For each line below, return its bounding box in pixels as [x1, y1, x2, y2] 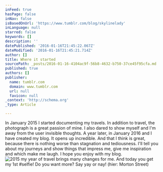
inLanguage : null [5, 25, 41, 30]
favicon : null [9, 93, 38, 98]
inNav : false [5, 16, 32, 21]
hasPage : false [5, 12, 36, 17]
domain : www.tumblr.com [9, 84, 58, 89]
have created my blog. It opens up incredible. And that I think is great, [5, 135, 146, 141]
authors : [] [5, 71, 29, 76]
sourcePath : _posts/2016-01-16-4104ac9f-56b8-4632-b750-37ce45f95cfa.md [5, 61, 157, 66]
